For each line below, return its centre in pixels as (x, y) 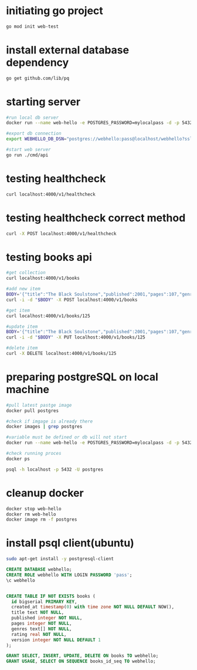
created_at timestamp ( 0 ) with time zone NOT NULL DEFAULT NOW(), (93, 607)
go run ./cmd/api (27, 155)
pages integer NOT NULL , (42, 624)
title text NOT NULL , (38, 612)
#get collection (26, 273)
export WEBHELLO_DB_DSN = (36, 139)
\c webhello (21, 580)
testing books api (49, 257)
